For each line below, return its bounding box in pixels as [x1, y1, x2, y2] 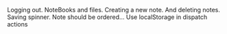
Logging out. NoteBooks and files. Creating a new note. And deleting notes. [7, 6, 221, 14]
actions [7, 20, 28, 28]
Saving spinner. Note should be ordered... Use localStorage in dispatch [7, 13, 208, 21]
